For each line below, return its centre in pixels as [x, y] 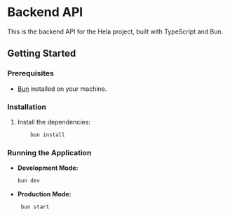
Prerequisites [31, 73]
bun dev [28, 181]
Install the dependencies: [54, 122]
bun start [35, 207]
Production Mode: [44, 194]
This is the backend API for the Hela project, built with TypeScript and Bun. [115, 31]
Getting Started [42, 53]
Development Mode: [48, 168]
